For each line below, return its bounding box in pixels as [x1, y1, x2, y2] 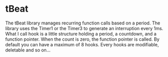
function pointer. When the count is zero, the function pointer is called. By [5, 36, 160, 42]
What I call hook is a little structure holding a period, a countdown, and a [5, 31, 157, 37]
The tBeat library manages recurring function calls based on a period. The [5, 20, 160, 26]
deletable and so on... [5, 47, 51, 53]
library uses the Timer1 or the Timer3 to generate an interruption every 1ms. [5, 25, 163, 31]
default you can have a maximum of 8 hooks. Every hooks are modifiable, [5, 41, 159, 47]
